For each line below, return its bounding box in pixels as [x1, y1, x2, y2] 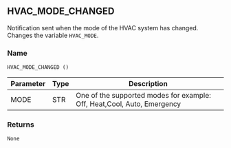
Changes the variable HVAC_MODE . [7, 31, 99, 39]
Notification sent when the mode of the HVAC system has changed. [7, 23, 199, 32]
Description [128, 79, 168, 89]
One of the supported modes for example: [75, 91, 212, 101]
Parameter [10, 79, 46, 89]
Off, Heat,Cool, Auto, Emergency [75, 99, 181, 109]
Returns [7, 120, 34, 129]
